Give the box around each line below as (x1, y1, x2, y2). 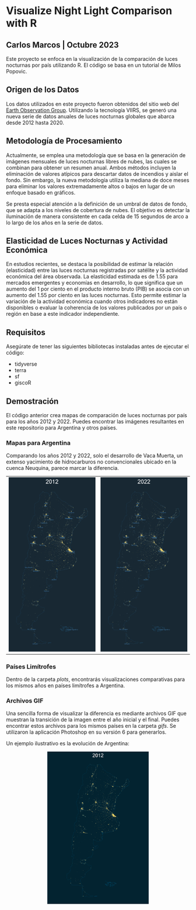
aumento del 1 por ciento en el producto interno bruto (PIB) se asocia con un (6, 285, 190, 292)
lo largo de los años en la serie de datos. (6, 219, 103, 226)
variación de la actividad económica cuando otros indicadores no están (6, 298, 178, 305)
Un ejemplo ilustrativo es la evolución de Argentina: (6, 740, 129, 747)
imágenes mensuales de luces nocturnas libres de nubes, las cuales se (6, 158, 177, 165)
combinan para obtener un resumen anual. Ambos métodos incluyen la (6, 164, 176, 171)
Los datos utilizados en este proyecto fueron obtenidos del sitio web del (6, 100, 179, 107)
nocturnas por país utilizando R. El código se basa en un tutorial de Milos (6, 62, 181, 69)
